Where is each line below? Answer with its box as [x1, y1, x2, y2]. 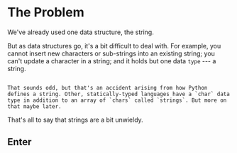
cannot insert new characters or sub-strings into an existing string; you [7, 49, 215, 58]
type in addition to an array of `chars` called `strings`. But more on [7, 97, 227, 104]
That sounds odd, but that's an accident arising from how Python [7, 84, 208, 91]
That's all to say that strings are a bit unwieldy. [7, 115, 143, 124]
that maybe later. [7, 102, 62, 110]
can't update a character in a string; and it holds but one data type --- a [7, 56, 216, 65]
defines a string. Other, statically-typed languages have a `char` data [7, 90, 231, 97]
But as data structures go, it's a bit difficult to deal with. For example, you [7, 41, 221, 50]
